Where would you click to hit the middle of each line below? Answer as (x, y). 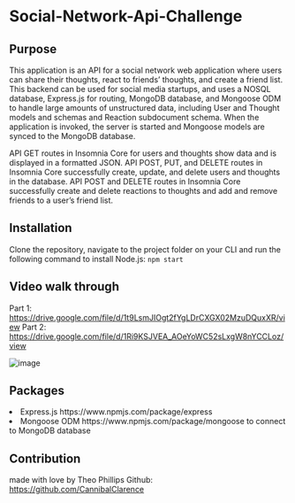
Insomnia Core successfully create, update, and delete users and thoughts (145, 172)
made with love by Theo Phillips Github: (81, 480)
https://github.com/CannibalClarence (77, 490)
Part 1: (21, 308)
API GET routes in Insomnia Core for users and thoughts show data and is (143, 153)
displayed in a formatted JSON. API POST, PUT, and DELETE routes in (136, 163)
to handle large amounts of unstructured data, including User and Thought (144, 108)
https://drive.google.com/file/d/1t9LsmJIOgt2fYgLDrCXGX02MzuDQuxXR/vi (147, 317)
